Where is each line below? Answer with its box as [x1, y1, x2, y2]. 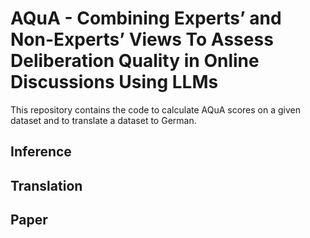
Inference [10, 143, 72, 161]
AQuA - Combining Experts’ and [10, 7, 282, 30]
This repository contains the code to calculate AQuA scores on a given [10, 103, 302, 116]
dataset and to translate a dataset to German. [10, 114, 197, 126]
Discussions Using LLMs [10, 71, 219, 94]
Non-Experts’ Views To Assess [10, 28, 274, 51]
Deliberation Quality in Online [10, 50, 260, 72]
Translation [10, 177, 83, 194]
